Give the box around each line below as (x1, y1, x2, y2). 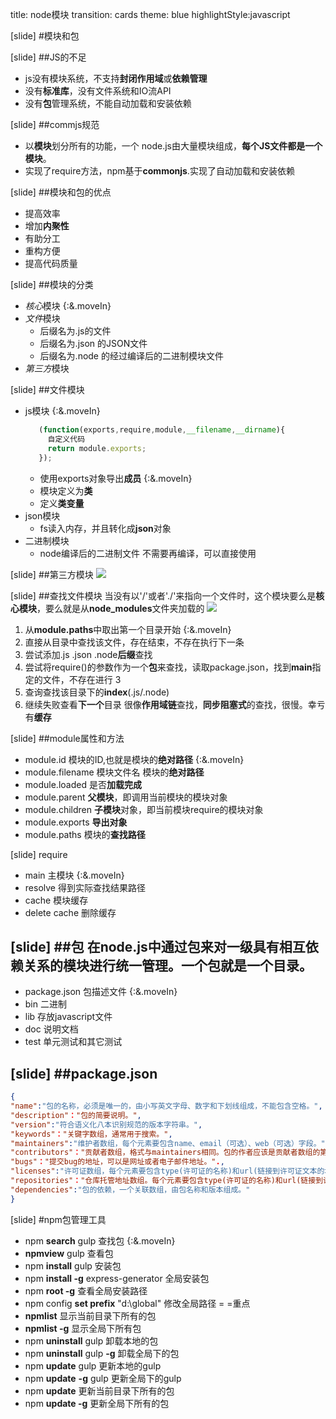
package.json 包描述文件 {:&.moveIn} (24, 986, 178, 998)
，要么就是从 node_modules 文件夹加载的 (36, 602, 205, 614)
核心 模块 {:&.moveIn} (24, 300, 112, 312)
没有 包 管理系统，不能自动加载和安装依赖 (24, 98, 192, 109)
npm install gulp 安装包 (24, 1259, 122, 1272)
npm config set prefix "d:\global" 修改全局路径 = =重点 (24, 1297, 251, 1309)
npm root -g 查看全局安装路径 (24, 1284, 148, 1297)
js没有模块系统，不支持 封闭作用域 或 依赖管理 (24, 73, 208, 84)
